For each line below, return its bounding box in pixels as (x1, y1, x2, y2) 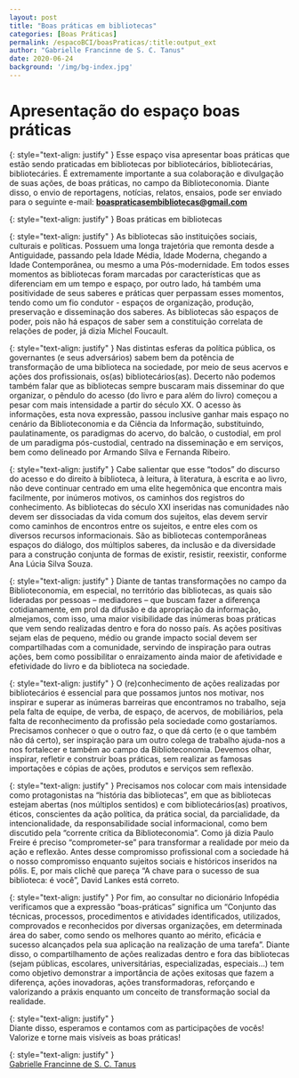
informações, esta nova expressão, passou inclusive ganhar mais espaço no (9, 408, 289, 419)
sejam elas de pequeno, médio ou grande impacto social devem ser (9, 632, 258, 643)
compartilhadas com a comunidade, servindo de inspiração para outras (9, 641, 271, 652)
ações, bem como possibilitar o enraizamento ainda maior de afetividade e (9, 651, 283, 662)
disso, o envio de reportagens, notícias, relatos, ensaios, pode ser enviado (9, 187, 282, 197)
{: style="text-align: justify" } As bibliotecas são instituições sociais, (9, 230, 258, 241)
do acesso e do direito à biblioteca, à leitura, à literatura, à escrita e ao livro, (9, 473, 287, 484)
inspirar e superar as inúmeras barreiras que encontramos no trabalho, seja (9, 696, 287, 707)
